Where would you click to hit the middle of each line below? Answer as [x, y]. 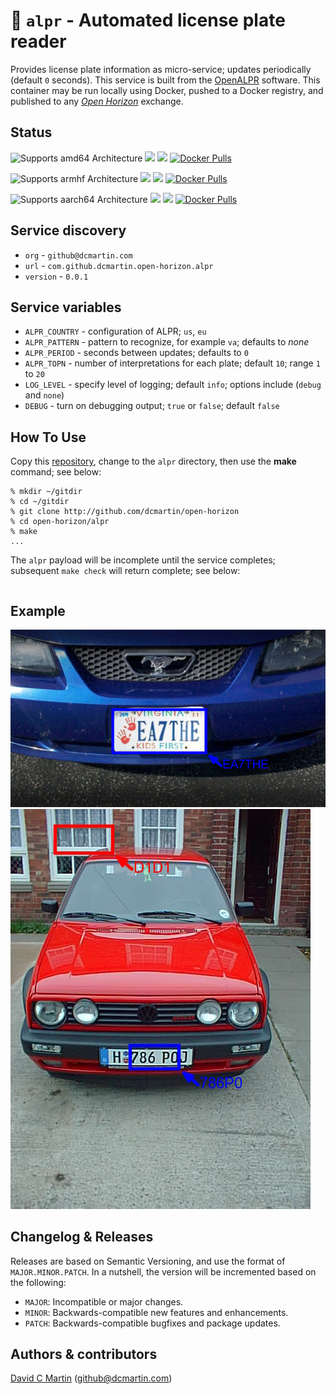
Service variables [66, 307]
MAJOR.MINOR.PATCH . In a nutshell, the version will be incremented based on [163, 1271]
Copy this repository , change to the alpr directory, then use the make [153, 461]
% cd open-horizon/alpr [60, 522]
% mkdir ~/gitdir [46, 492]
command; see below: [56, 472]
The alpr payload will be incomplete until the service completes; [143, 560]
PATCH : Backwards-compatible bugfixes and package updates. [152, 1323]
